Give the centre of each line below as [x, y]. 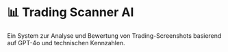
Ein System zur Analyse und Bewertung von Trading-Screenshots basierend [114, 35]
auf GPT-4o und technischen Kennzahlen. [66, 43]
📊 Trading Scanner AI [71, 12]
